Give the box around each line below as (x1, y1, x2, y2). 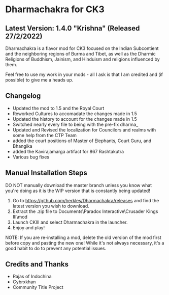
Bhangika (12, 143, 32, 149)
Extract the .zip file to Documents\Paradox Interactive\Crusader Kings (12, 208, 158, 214)
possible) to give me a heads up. (5, 77, 74, 83)
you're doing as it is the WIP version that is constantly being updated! (5, 187, 151, 194)
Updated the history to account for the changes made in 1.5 (12, 116, 137, 122)
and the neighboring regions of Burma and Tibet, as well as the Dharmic (5, 51, 156, 57)
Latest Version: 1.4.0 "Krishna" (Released (5, 24, 140, 33)
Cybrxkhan (12, 279, 36, 285)
